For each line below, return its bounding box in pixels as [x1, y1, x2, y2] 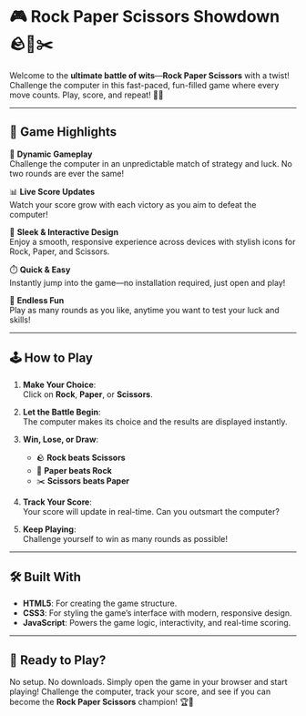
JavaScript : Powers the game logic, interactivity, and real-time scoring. [22, 618, 291, 629]
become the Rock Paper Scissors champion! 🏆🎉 [9, 697, 194, 708]
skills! [9, 314, 31, 325]
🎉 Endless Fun [9, 294, 65, 305]
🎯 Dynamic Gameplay [9, 148, 93, 159]
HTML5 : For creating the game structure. [22, 598, 178, 609]
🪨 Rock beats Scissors [36, 452, 126, 463]
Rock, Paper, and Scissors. [9, 246, 110, 257]
